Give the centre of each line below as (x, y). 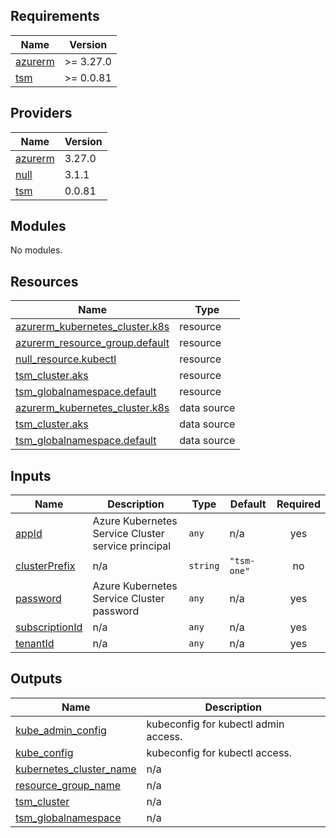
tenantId (35, 644)
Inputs (31, 475)
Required (298, 504)
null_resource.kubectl (66, 359)
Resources (44, 281)
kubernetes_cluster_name (76, 769)
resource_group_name (68, 785)
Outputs (36, 679)
